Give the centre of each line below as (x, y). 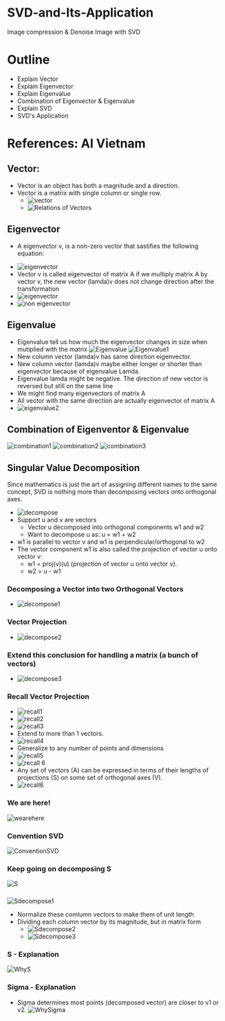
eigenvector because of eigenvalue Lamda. (78, 371)
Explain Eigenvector (45, 86)
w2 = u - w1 (44, 571)
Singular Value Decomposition (74, 468)
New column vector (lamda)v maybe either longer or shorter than (109, 363)
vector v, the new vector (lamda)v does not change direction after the (116, 281)
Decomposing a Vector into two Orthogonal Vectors (95, 589)
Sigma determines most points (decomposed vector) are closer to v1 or (118, 1002)
